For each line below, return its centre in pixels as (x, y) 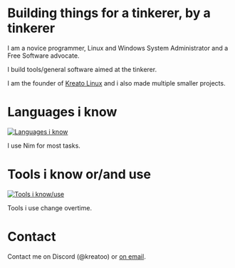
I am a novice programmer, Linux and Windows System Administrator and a (118, 48)
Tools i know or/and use (79, 174)
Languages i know (62, 112)
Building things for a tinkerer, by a (109, 13)
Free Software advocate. (43, 56)
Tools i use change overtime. (50, 207)
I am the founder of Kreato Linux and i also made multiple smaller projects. (116, 83)
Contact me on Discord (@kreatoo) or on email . (77, 256)
